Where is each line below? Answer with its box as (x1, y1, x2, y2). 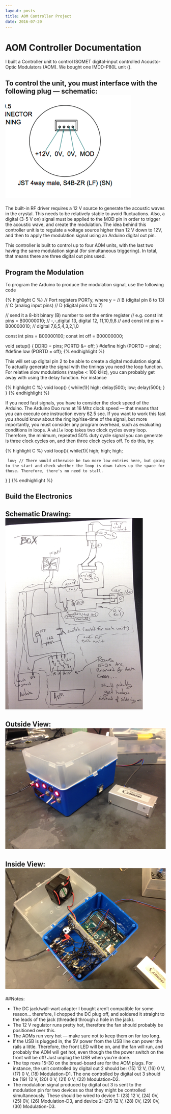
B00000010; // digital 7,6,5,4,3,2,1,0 (5, 323, 79, 329)
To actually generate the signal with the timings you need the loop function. (5, 363, 163, 370)
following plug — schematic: (5, 87, 98, 96)
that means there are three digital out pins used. (5, 253, 106, 259)
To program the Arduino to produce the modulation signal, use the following (5, 281, 164, 287)
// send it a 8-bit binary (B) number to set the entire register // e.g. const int (5, 312, 163, 318)
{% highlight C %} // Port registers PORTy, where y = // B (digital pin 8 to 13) (5, 297, 165, 303)
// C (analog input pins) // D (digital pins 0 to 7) (5, 302, 103, 308)
